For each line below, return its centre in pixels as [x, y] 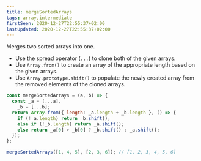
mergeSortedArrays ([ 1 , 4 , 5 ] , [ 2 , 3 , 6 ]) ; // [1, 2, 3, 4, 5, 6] [91, 152]
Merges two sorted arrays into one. [51, 47]
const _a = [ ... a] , [37, 102]
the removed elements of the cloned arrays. [70, 84]
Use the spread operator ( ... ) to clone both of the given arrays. [95, 58]
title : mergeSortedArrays [39, 12]
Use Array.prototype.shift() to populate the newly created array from [104, 78]
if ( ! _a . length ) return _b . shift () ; [64, 118]
